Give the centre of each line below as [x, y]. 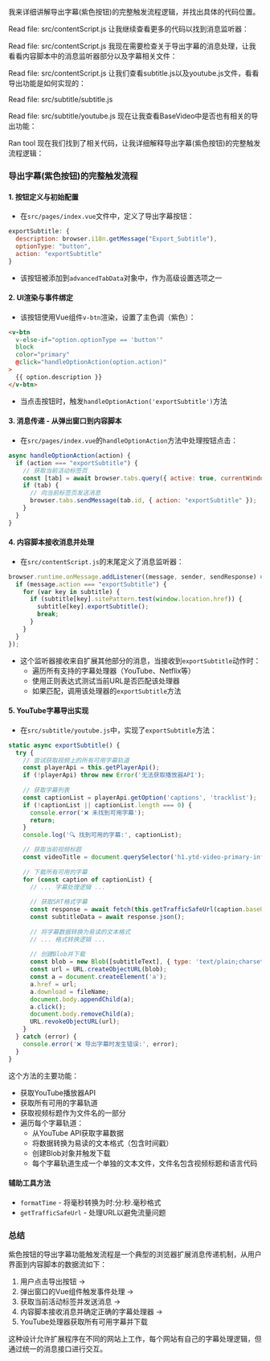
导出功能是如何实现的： [47, 83]
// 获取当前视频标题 [52, 850]
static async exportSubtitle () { [64, 745]
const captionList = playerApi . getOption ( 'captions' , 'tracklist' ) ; [140, 798]
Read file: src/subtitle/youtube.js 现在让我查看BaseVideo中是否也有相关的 [130, 116]
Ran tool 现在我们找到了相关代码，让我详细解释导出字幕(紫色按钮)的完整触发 [135, 143]
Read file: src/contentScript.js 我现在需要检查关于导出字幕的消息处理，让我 [132, 46]
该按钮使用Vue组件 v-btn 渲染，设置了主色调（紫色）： [108, 317]
